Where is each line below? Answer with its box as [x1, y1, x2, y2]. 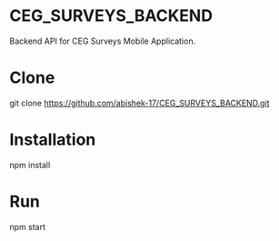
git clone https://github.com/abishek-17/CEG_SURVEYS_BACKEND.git [9, 97, 270, 108]
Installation [9, 129, 96, 150]
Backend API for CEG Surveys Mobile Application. [9, 35, 196, 46]
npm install [9, 159, 51, 170]
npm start [9, 221, 46, 232]
